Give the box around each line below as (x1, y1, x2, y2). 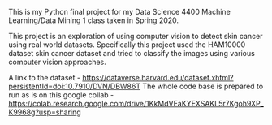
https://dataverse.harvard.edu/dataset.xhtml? (82, 73, 234, 82)
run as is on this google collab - (8, 90, 114, 100)
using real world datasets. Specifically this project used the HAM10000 (8, 40, 246, 50)
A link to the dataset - (8, 73, 81, 82)
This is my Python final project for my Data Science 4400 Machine (8, 7, 231, 16)
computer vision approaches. (8, 57, 107, 67)
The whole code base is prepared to (141, 81, 264, 91)
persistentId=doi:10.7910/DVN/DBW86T (8, 81, 140, 91)
